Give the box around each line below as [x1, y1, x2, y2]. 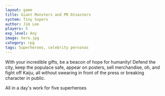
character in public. [5, 75, 45, 81]
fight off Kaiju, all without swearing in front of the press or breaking [5, 69, 144, 76]
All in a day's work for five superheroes [5, 84, 87, 91]
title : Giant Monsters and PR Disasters [5, 12, 92, 17]
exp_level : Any [5, 31, 37, 36]
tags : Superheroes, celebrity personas [5, 45, 89, 50]
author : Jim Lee [5, 21, 39, 27]
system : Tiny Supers [5, 17, 49, 22]
